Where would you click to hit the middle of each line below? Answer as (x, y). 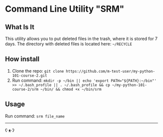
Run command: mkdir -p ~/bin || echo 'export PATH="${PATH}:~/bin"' (84, 80)
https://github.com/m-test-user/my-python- (110, 71)
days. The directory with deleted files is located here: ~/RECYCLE (69, 44)
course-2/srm (25, 89)
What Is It (20, 27)
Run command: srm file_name (35, 116)
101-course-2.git (30, 76)
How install (22, 59)
